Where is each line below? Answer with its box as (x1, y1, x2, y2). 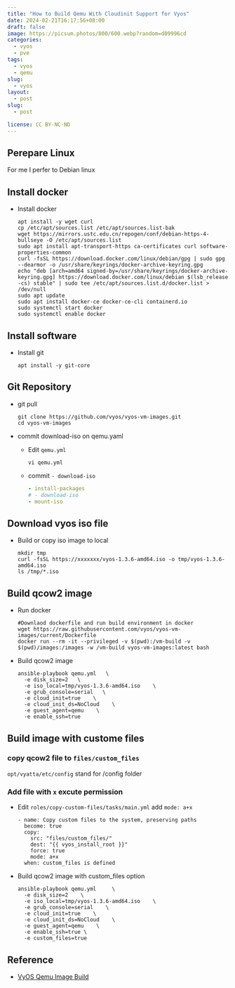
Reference (7, 954, 54, 965)
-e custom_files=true (24, 935, 88, 942)
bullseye (17, 237, 43, 244)
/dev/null (17, 286, 47, 293)
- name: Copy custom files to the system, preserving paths (17, 816, 197, 823)
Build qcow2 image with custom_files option (17, 872, 145, 880)
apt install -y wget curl (17, 219, 93, 226)
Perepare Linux (7, 147, 75, 159)
